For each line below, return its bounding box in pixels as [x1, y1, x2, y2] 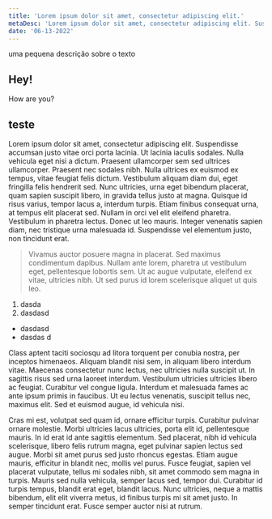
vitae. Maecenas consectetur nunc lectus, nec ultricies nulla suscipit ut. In [8, 365, 256, 375]
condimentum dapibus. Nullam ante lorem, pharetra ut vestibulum [28, 258, 247, 267]
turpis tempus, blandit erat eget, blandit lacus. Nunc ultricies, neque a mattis [8, 484, 263, 494]
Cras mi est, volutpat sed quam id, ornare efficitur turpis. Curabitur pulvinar [8, 415, 259, 425]
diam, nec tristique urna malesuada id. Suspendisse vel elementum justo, [8, 225, 253, 235]
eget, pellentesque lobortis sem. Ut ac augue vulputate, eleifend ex [28, 266, 253, 276]
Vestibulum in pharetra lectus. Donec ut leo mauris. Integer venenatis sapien [8, 216, 263, 226]
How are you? [8, 94, 55, 104]
